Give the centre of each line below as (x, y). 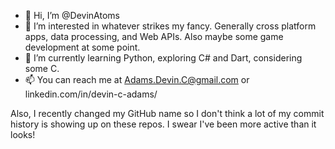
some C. (42, 68)
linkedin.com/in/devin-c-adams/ (91, 94)
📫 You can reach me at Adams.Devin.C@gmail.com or (137, 79)
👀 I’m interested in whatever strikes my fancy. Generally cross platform (170, 26)
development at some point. (82, 47)
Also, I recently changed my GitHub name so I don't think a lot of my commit (167, 113)
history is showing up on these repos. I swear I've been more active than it (163, 124)
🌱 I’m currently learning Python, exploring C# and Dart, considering (163, 58)
